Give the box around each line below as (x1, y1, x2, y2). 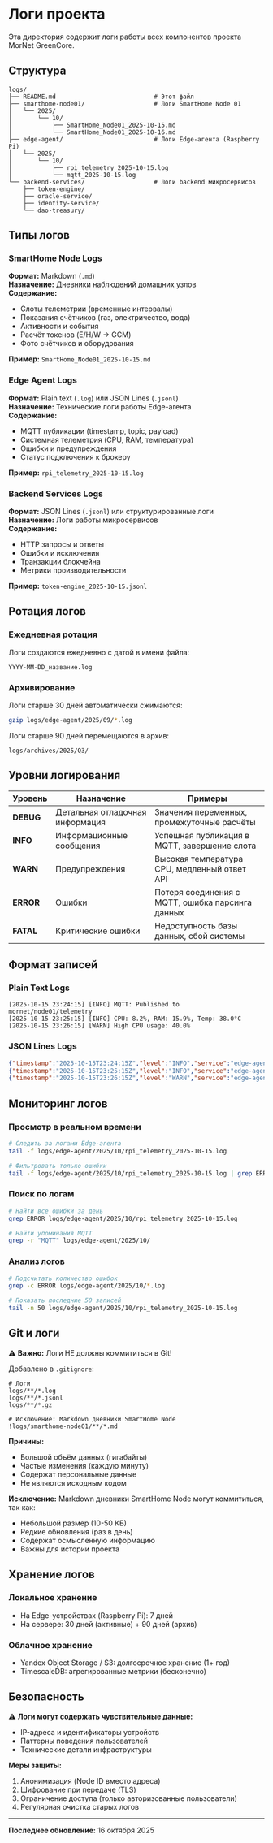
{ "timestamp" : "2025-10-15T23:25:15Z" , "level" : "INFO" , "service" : (8, 1066, 231, 1075)
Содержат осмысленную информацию (19, 1535, 156, 1545)
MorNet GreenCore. (8, 40, 75, 50)
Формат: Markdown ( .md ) (8, 271, 95, 281)
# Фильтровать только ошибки (8, 1162, 107, 1170)
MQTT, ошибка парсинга (154, 897, 252, 908)
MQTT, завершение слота (154, 840, 257, 851)
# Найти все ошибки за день (8, 1207, 104, 1215)
